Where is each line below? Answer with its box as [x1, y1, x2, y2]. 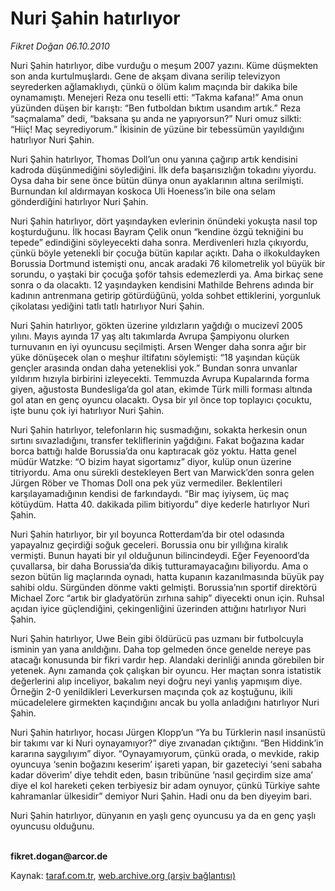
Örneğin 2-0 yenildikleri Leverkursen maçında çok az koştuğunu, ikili [10, 685, 293, 697]
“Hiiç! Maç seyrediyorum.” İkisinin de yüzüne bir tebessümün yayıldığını [10, 123, 305, 135]
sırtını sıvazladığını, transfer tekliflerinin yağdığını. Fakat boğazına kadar [10, 434, 305, 446]
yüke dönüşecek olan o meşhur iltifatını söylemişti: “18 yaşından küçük [10, 351, 301, 363]
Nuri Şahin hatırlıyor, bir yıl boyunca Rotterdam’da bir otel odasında [10, 528, 285, 540]
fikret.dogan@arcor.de [10, 850, 108, 862]
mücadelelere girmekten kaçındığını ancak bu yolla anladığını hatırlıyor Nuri [10, 696, 320, 708]
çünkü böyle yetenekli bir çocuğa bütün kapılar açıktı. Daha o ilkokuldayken [10, 247, 320, 259]
